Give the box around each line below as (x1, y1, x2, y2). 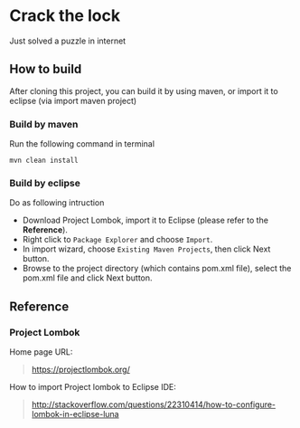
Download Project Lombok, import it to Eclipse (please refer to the (22, 214, 269, 226)
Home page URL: (9, 347, 73, 357)
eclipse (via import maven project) (9, 95, 137, 106)
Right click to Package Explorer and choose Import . (22, 234, 213, 245)
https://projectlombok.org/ (31, 364, 131, 376)
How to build (9, 62, 82, 77)
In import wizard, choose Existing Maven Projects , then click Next (22, 243, 271, 254)
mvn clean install (9, 156, 79, 166)
